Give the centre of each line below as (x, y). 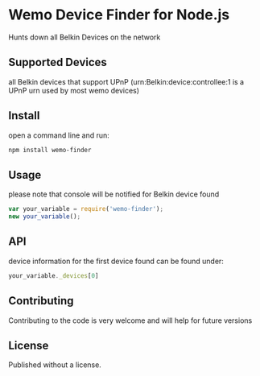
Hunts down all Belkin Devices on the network (85, 37)
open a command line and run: (59, 135)
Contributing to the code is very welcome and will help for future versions (130, 320)
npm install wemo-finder (50, 150)
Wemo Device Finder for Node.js (119, 15)
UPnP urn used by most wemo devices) (74, 90)
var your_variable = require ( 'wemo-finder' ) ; (86, 209)
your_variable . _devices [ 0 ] (54, 275)
